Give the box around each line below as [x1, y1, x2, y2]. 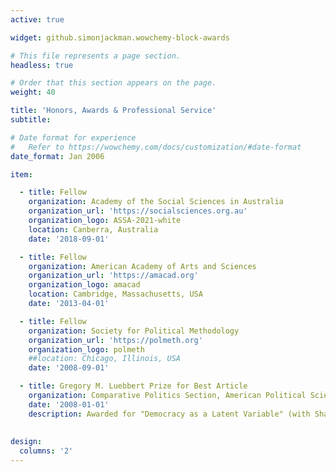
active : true [10, 14, 65, 25]
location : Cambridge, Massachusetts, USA [28, 289, 203, 300]
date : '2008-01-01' [28, 399, 110, 410]
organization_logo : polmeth [28, 344, 145, 355]
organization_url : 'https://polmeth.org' [28, 335, 203, 345]
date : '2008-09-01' [28, 363, 110, 373]
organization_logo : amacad [28, 280, 141, 290]
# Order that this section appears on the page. [10, 78, 217, 88]
